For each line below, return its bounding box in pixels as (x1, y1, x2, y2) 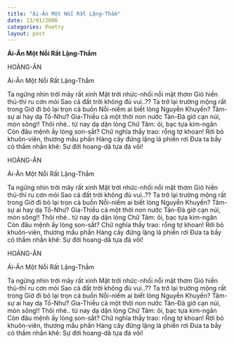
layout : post (7, 30, 46, 37)
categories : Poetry (7, 23, 65, 30)
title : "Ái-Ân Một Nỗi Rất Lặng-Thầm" (7, 10, 121, 18)
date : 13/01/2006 (7, 17, 58, 24)
